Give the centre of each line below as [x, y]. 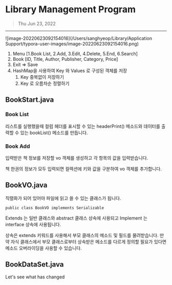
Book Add [18, 146]
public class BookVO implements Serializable [55, 208]
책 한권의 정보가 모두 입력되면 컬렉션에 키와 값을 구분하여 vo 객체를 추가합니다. [84, 169]
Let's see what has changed [35, 277]
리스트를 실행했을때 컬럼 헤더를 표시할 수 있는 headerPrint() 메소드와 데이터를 [83, 126]
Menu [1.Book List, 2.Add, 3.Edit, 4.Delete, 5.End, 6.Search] [75, 53]
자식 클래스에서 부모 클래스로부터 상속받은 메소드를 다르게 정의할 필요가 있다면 [89, 242]
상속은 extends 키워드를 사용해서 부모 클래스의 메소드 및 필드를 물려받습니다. [82, 235]
